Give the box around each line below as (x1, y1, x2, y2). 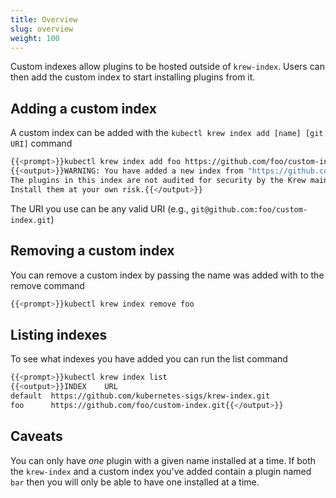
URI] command (10, 137, 73, 150)
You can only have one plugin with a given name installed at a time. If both (10, 454, 317, 466)
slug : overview (10, 24, 74, 34)
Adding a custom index (10, 100, 157, 117)
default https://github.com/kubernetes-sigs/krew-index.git (10, 391, 271, 401)
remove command (10, 279, 85, 291)
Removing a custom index (10, 242, 175, 260)
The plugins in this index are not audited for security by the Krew (10, 175, 307, 185)
